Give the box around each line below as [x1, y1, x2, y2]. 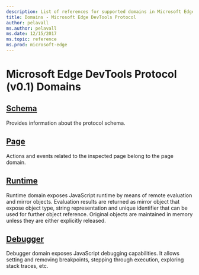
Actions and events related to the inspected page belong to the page [6, 152, 174, 159]
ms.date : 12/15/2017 [6, 31, 57, 37]
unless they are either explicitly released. [6, 217, 107, 224]
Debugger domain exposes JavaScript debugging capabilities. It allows [6, 250, 179, 257]
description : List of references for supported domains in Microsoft [6, 8, 182, 15]
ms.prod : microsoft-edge [6, 42, 68, 48]
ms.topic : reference [6, 36, 57, 42]
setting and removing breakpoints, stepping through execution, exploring [6, 256, 184, 263]
